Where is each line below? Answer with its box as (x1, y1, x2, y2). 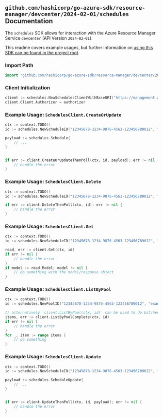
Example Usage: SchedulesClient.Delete (5, 178, 101, 185)
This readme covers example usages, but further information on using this (5, 44, 153, 50)
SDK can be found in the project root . (5, 50, 80, 55)
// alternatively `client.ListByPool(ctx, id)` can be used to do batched (5, 310, 160, 315)
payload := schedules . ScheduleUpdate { (5, 378, 83, 383)
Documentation (5, 17, 53, 25)
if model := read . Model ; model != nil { (5, 265, 88, 270)
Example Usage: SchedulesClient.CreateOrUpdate (5, 111, 122, 118)
